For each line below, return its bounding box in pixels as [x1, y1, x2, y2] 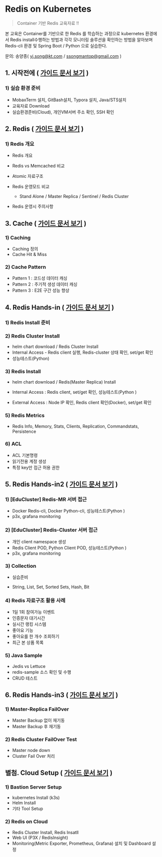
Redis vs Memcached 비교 [12, 163, 65, 169]
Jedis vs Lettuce [12, 663, 46, 669]
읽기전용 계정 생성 [12, 458, 46, 464]
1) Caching [5, 234, 31, 241]
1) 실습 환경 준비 [5, 85, 40, 91]
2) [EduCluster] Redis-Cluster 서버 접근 [5, 527, 98, 534]
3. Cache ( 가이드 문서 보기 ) [5, 219, 87, 228]
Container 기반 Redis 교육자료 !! [17, 20, 79, 26]
